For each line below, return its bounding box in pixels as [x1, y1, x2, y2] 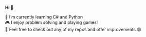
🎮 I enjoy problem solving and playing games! [5, 19, 98, 25]
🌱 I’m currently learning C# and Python [5, 14, 83, 19]
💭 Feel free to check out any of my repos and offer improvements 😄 [5, 27, 142, 32]
